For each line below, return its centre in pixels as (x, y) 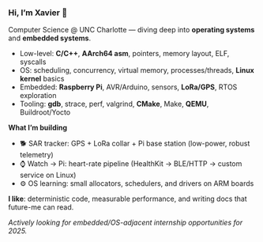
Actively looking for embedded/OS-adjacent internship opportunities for (126, 223)
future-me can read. (41, 207)
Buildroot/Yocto (45, 112)
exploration (38, 96)
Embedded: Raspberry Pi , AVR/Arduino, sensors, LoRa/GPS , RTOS (128, 87)
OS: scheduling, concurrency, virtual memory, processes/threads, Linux (137, 70)
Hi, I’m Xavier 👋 (38, 13)
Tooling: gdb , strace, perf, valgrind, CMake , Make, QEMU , (114, 104)
